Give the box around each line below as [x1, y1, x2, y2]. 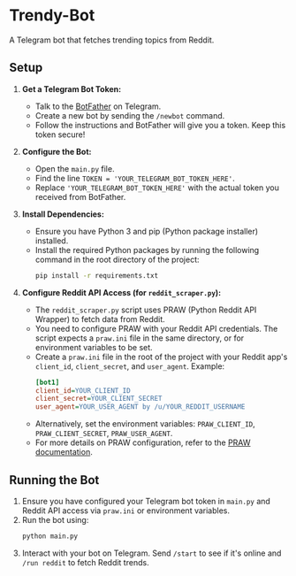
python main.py [21, 532, 79, 541]
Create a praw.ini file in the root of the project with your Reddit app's [34, 351, 288, 362]
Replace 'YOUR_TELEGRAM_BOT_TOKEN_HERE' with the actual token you [34, 182, 280, 193]
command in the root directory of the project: [34, 254, 200, 265]
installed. [34, 235, 69, 246]
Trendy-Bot [9, 5, 95, 26]
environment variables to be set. [34, 342, 153, 352]
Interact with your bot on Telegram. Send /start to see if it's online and [21, 548, 282, 558]
